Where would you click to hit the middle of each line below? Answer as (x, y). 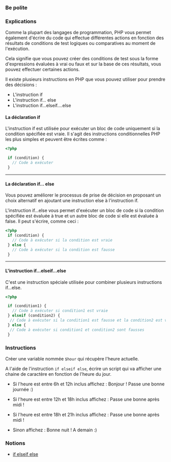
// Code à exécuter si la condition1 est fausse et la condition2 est (86, 321)
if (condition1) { (27, 306)
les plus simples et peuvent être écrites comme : (56, 139)
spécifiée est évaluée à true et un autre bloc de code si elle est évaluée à (82, 216)
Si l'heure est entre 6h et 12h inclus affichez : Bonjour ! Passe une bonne (89, 384)
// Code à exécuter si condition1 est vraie (60, 311)
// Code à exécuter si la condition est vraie (62, 240)
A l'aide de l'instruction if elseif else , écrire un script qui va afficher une (83, 369)
